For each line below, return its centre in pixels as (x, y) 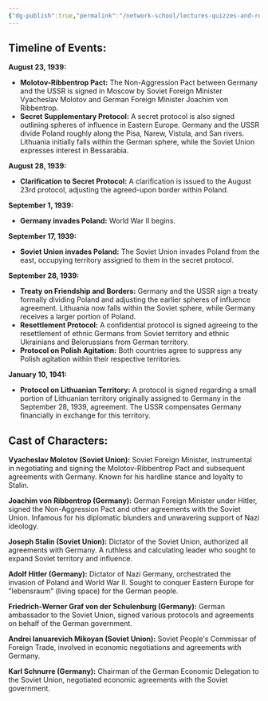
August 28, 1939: (37, 166)
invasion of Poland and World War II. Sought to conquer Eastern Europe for (131, 583)
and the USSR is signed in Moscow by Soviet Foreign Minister (121, 91)
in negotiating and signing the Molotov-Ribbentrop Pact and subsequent (127, 469)
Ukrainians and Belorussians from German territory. (104, 342)
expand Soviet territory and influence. (71, 559)
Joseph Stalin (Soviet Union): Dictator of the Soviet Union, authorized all (128, 542)
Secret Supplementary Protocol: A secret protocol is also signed (127, 117)
